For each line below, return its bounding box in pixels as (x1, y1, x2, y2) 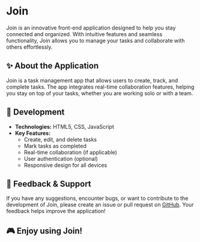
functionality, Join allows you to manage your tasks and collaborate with (6, 37, 185, 44)
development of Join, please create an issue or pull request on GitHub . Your (6, 201, 194, 208)
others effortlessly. (6, 43, 53, 51)
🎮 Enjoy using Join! (6, 226, 83, 236)
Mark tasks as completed (23, 142, 87, 149)
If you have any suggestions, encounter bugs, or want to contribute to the (6, 194, 189, 202)
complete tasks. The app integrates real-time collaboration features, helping (6, 83, 195, 90)
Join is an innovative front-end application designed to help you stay (6, 24, 176, 31)
